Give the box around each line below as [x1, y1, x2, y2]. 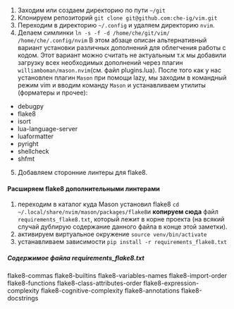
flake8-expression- [143, 279, 199, 288]
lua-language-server [17, 125, 78, 133]
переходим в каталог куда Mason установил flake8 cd [17, 200, 180, 209]
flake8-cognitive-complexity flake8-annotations [41, 286, 180, 295]
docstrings [7, 294, 39, 303]
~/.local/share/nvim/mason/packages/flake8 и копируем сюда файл [17, 207, 218, 216]
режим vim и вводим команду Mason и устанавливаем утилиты [17, 81, 207, 89]
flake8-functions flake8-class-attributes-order [7, 279, 142, 288]
